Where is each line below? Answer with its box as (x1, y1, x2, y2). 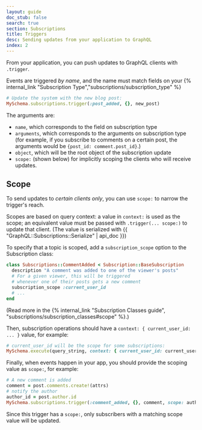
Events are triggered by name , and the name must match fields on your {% (6, 76, 192, 84)
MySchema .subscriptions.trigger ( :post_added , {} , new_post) (6, 101, 161, 107)
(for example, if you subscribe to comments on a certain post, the (14, 136, 177, 143)
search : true (6, 20, 39, 26)
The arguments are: (6, 111, 55, 119)
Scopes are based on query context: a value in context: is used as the (6, 213, 180, 220)
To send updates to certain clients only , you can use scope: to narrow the (6, 195, 188, 202)
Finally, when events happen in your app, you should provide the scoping (6, 359, 188, 366)
